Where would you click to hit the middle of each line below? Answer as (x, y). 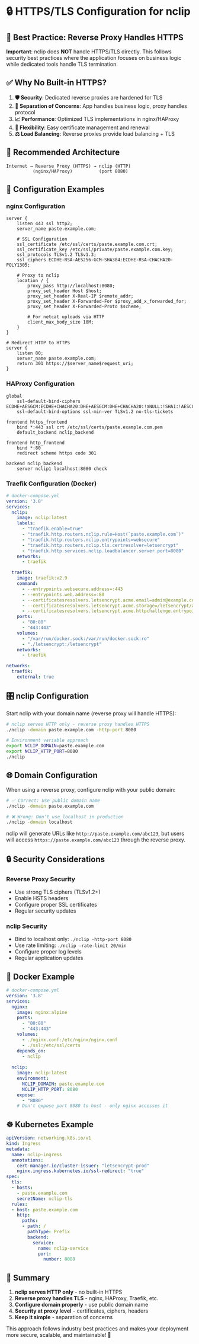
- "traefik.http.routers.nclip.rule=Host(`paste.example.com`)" (103, 535)
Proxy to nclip (41, 276)
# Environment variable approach (47, 740)
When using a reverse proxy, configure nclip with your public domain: (91, 789)
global (14, 396)
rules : (20, 1204)
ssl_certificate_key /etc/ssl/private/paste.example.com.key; (95, 249)
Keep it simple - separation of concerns (64, 1317)
